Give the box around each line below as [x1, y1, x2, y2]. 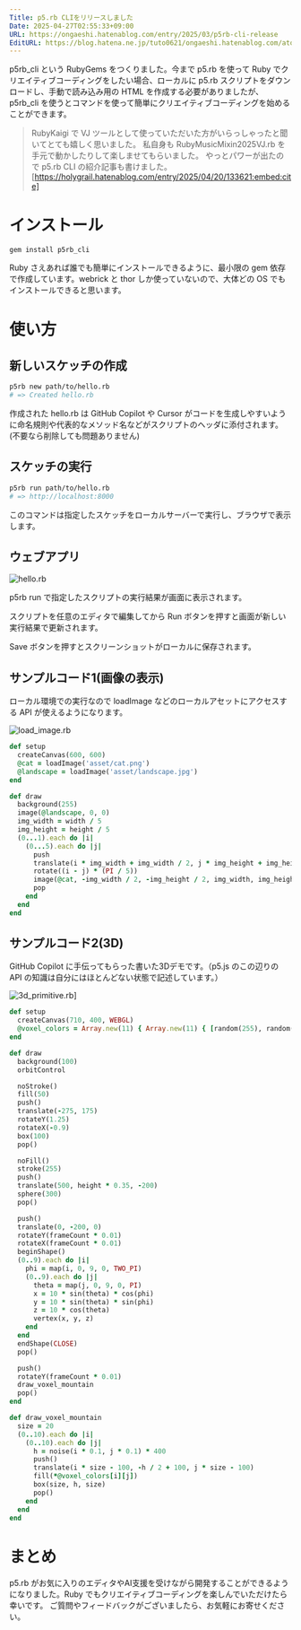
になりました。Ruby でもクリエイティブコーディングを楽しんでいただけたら [9, 1589, 288, 1599]
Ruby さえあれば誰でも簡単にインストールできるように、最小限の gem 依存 [9, 262, 287, 274]
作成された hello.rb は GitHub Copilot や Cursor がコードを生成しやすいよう [9, 407, 287, 418]
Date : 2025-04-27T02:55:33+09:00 [9, 22, 134, 31]
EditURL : [9, 38, 42, 48]
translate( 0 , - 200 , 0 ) [17, 1222, 102, 1232]
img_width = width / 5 [17, 817, 102, 826]
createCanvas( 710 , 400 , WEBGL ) [17, 1015, 134, 1025]
